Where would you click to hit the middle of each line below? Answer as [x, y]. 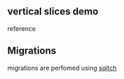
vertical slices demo [53, 12]
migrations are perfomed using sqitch [62, 68]
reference [22, 28]
